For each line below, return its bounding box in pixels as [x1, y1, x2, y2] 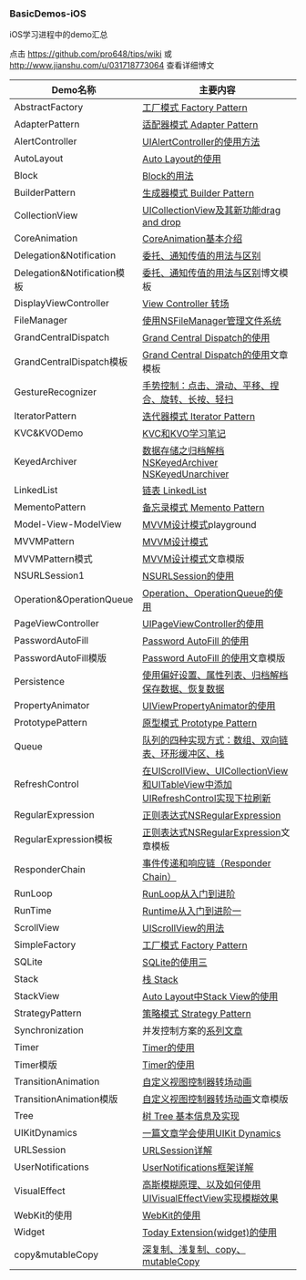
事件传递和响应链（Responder [142, 857, 271, 870]
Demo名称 [51, 84, 97, 97]
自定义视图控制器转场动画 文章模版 [142, 1093, 289, 1106]
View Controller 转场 [142, 297, 229, 310]
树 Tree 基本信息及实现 [142, 1110, 240, 1123]
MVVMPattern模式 [14, 552, 93, 565]
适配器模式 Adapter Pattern [142, 119, 259, 131]
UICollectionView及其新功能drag [142, 204, 281, 217]
